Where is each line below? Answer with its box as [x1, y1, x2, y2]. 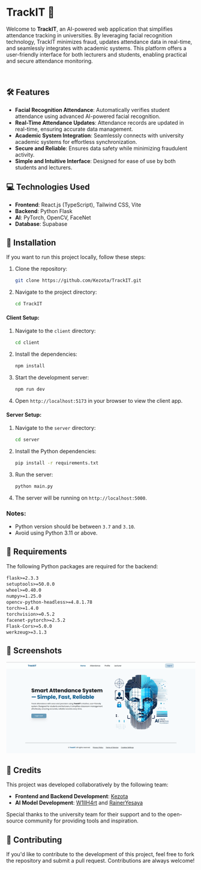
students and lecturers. [14, 164, 73, 171]
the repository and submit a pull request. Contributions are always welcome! [6, 857, 195, 864]
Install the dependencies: [14, 350, 78, 358]
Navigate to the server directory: [14, 424, 96, 432]
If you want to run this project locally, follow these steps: [6, 253, 146, 261]
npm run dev [14, 387, 45, 393]
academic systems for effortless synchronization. [14, 138, 137, 145]
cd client [14, 340, 40, 346]
